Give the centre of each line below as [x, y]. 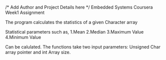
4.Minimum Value [23, 37]
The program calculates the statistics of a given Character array [71, 22]
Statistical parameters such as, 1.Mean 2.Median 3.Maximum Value [75, 32]
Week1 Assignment [25, 12]
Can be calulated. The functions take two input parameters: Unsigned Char [83, 47]
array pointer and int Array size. [38, 52]
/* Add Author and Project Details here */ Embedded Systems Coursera [79, 7]
